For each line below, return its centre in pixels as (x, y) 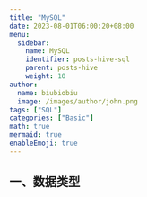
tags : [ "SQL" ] (36, 110)
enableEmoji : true (43, 143)
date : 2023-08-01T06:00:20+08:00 (72, 26)
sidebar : (34, 43)
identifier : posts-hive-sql (78, 59)
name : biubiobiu (48, 93)
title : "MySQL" (38, 18)
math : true (30, 127)
